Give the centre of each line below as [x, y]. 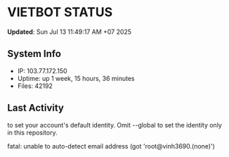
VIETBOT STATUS [60, 12]
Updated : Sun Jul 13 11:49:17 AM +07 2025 [70, 32]
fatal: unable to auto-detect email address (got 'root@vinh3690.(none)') [111, 146]
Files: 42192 [35, 86]
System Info [34, 54]
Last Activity [36, 108]
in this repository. [32, 132]
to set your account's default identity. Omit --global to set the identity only [115, 125]
